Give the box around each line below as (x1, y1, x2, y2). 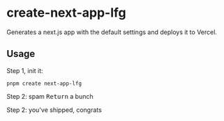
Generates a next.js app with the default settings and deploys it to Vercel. (6, 28, 218, 36)
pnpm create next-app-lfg (6, 80, 82, 87)
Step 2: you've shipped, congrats (6, 106, 102, 114)
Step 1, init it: (6, 66, 43, 74)
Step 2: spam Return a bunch (6, 92, 94, 100)
